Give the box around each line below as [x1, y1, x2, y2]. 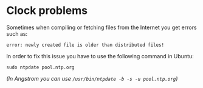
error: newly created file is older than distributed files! [6, 42, 165, 48]
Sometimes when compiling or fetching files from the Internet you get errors [6, 24, 197, 31]
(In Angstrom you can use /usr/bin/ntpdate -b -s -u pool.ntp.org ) [6, 75, 178, 82]
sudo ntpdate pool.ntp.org [6, 64, 75, 70]
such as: [6, 30, 28, 37]
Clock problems [6, 4, 88, 18]
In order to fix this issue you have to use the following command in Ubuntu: [6, 52, 194, 59]
